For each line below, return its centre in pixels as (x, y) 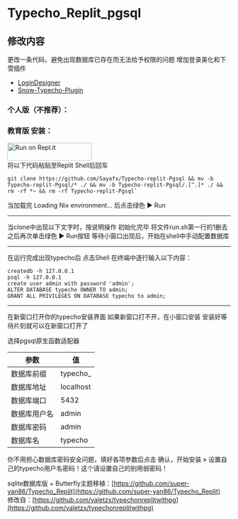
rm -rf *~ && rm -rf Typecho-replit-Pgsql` (73, 191)
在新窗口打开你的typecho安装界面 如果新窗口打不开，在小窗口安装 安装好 (114, 317)
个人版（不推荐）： (38, 109)
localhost (76, 387)
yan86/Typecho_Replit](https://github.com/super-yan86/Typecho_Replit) (114, 491)
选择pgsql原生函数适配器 (44, 341)
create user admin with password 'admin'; (71, 284)
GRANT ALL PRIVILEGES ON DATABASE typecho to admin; (87, 296)
